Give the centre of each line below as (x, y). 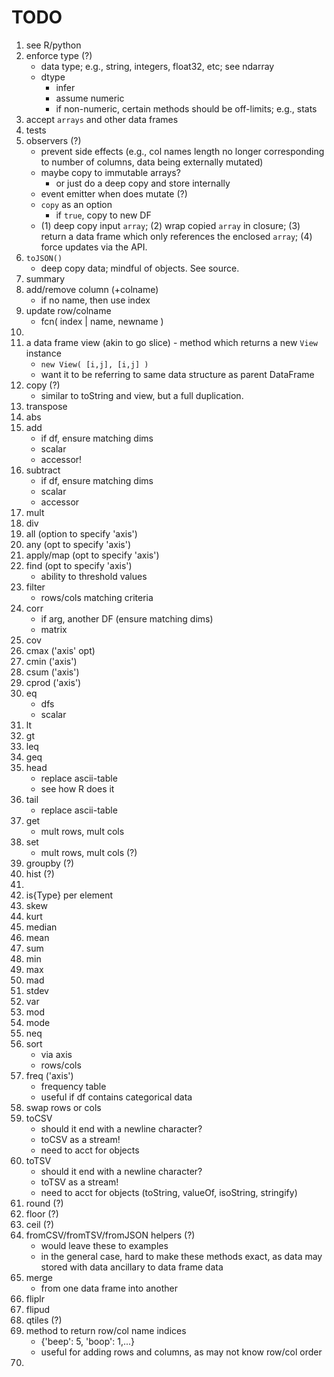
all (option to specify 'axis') (81, 533)
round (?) (44, 1203)
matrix (54, 629)
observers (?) (53, 140)
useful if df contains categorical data (116, 1097)
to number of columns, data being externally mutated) (152, 162)
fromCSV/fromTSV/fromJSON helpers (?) (110, 1235)
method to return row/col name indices (106, 1330)
